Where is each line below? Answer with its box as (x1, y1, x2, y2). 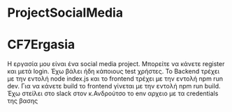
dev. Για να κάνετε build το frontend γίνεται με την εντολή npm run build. (7, 82, 221, 90)
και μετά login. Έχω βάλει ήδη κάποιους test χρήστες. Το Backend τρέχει (7, 67, 220, 76)
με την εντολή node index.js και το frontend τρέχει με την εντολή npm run (7, 74, 224, 83)
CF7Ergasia (7, 37, 75, 53)
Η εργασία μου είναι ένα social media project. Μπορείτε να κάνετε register (7, 60, 225, 68)
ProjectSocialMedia (7, 5, 124, 21)
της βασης (7, 97, 38, 105)
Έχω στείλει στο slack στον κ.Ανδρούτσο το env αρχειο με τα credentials (7, 89, 219, 98)
